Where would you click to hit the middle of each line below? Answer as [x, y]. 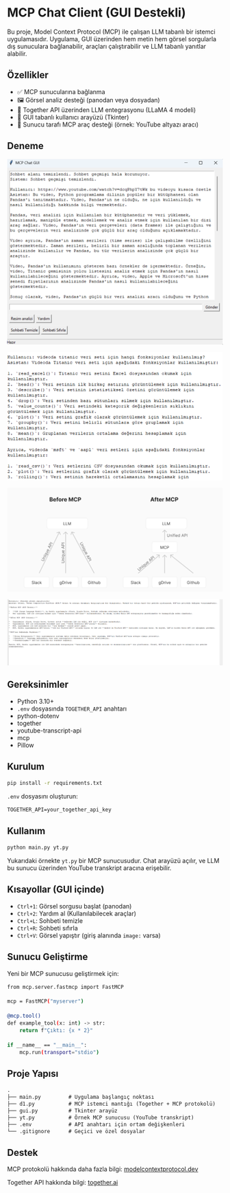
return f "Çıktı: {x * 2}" [56, 1030]
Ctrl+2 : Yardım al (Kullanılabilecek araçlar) [77, 913]
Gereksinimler [38, 685]
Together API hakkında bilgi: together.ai [63, 1183]
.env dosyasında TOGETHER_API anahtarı [72, 709]
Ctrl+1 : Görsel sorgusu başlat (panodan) [74, 906]
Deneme [25, 146]
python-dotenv [38, 715]
